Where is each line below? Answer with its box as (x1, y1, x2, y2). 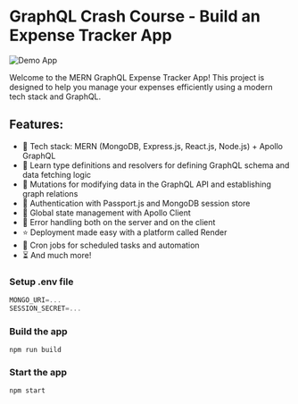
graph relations (21, 188, 79, 198)
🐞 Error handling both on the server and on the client (21, 216, 216, 227)
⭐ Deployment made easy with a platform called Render (21, 226, 228, 238)
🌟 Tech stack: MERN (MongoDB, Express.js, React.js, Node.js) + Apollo (21, 140, 284, 151)
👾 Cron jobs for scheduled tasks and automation (21, 240, 200, 250)
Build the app (9, 324, 69, 337)
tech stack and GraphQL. (9, 91, 102, 102)
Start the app (9, 366, 68, 379)
